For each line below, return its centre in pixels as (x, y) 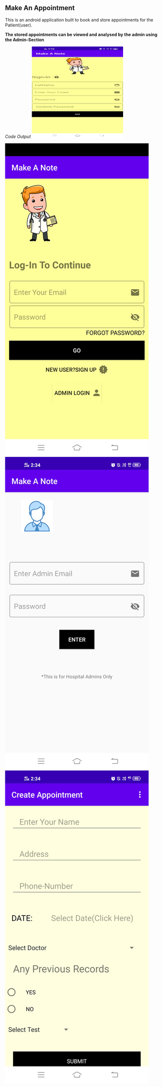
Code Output (18, 136)
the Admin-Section (25, 40)
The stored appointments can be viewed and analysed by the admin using (81, 34)
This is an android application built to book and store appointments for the (79, 20)
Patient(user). (19, 25)
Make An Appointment (40, 8)
